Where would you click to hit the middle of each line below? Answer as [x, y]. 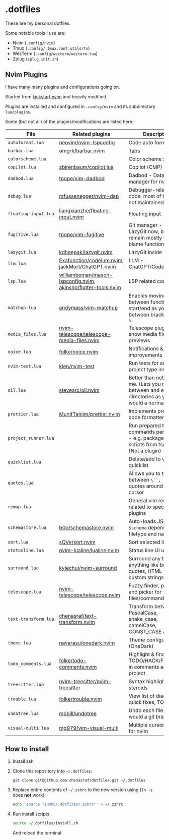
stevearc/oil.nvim [79, 390]
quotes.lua [21, 483]
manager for [143, 182]
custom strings [146, 577]
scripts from [143, 444]
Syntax [137, 681]
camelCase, [143, 625]
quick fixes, [142, 702]
